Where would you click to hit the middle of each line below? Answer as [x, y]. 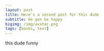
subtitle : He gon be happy [34, 19]
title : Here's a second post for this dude [52, 15]
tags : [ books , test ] [27, 29]
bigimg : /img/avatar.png [32, 24]
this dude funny [22, 43]
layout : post [19, 10]
